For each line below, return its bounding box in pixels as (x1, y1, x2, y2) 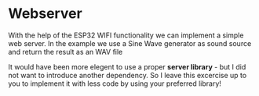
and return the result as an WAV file (8, 47, 123, 56)
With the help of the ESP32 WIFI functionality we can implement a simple (8, 30, 244, 40)
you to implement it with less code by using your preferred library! (8, 79, 222, 88)
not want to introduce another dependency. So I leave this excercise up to (8, 70, 247, 80)
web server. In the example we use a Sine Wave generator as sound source (8, 38, 252, 48)
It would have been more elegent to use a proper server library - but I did (8, 62, 246, 71)
